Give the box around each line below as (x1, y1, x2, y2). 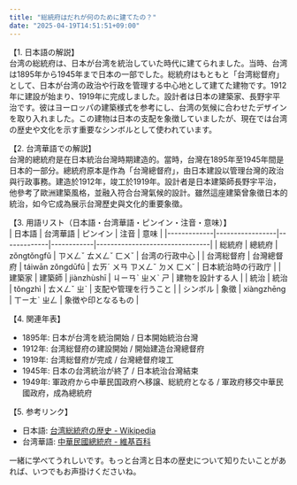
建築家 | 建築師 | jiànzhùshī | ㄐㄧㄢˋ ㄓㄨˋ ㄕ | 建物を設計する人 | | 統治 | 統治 (9, 272, 288, 283)
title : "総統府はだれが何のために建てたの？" (9, 12, 157, 22)
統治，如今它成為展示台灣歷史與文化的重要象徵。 (9, 198, 187, 209)
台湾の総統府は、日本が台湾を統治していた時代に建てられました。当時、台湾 (9, 58, 288, 68)
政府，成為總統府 (29, 387, 93, 398)
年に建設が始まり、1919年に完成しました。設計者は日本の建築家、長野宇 (9, 90, 273, 102)
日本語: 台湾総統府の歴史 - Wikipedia (21, 425, 156, 435)
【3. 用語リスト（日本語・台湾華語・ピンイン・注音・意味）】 (9, 217, 232, 227)
